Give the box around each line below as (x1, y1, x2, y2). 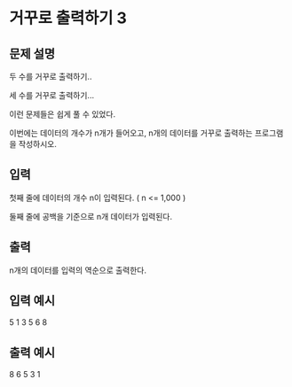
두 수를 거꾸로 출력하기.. (9, 72, 92, 81)
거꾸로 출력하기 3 (9, 8, 127, 28)
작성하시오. (18, 139, 58, 149)
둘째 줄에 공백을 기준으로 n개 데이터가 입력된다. (9, 211, 173, 221)
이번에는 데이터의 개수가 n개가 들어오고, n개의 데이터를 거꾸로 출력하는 (9, 128, 253, 138)
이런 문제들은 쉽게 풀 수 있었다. (9, 109, 116, 120)
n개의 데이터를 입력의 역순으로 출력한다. (9, 265, 147, 275)
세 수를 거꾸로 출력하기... (9, 90, 95, 100)
